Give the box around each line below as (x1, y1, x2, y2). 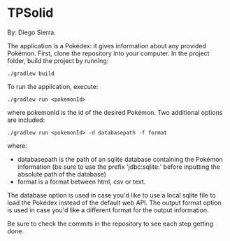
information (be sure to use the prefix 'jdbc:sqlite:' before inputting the (17, 163, 221, 171)
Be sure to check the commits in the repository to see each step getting (7, 219, 214, 228)
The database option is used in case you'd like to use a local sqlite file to (7, 191, 216, 199)
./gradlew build (7, 70, 55, 77)
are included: (7, 116, 45, 124)
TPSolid (7, 5, 54, 21)
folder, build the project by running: (7, 56, 109, 64)
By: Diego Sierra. (7, 28, 56, 36)
